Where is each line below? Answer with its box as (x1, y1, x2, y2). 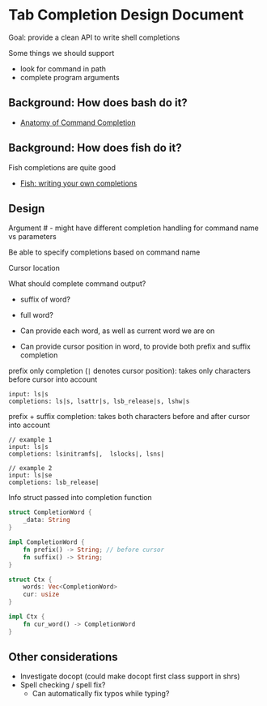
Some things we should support (8, 48, 115, 58)
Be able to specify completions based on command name (8, 247, 201, 257)
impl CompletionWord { (8, 538, 85, 546)
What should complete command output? (8, 279, 146, 289)
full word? (19, 310, 54, 320)
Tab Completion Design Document (8, 6, 244, 24)
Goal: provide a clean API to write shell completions (8, 32, 180, 42)
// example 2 (8, 464, 53, 473)
